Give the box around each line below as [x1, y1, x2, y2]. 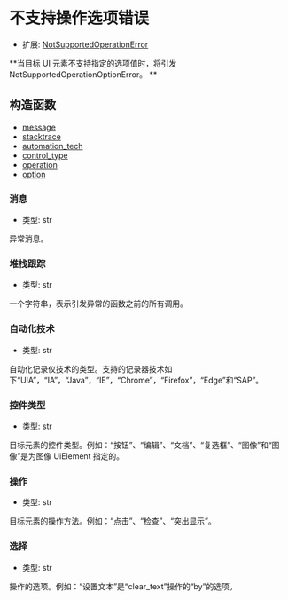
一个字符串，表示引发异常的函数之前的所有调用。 [9, 298, 188, 309]
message [21, 122, 56, 132]
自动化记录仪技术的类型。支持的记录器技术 [9, 363, 165, 374]
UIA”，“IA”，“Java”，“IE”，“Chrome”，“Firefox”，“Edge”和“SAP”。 [20, 375, 264, 385]
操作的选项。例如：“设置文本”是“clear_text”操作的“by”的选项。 [9, 580, 237, 591]
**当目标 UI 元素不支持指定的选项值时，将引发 [9, 58, 177, 68]
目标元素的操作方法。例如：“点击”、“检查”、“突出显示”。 [9, 516, 216, 526]
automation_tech [21, 140, 83, 151]
